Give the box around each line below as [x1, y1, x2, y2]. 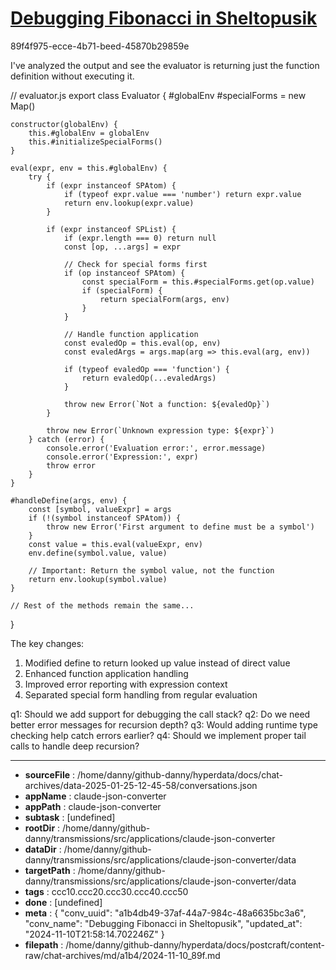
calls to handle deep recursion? [10, 740, 140, 752]
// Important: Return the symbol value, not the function [28, 565, 275, 576]
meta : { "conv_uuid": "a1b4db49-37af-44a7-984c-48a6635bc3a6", [24, 907, 307, 919]
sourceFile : [24, 768, 76, 781]
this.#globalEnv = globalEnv [28, 128, 150, 138]
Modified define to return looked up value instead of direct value [24, 657, 291, 669]
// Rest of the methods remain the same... [10, 600, 195, 611]
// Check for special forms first [63, 259, 208, 269]
